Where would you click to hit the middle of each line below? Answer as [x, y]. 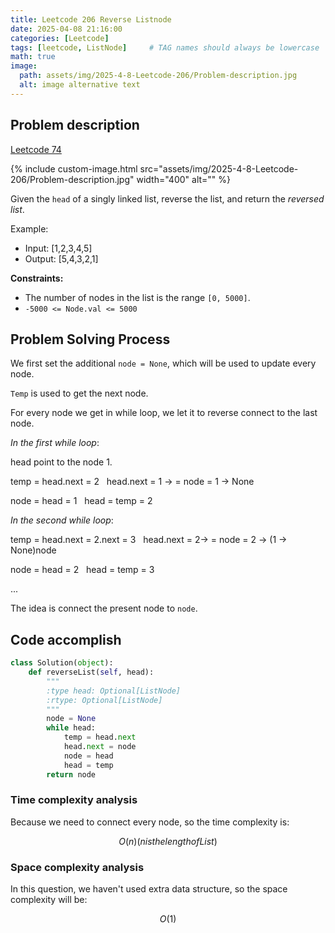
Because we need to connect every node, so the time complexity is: [150, 822]
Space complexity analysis [77, 867]
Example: [29, 228]
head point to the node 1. [61, 462]
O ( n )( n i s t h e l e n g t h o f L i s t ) [168, 841]
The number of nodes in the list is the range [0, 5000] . [137, 297]
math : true [33, 57]
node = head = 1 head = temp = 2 [81, 501]
